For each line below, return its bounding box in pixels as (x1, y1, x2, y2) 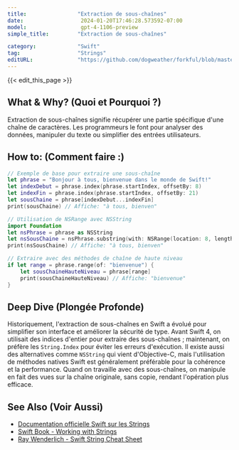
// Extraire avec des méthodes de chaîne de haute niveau (7, 255, 183, 262)
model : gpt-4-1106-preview (7, 23, 139, 31)
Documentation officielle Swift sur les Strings (17, 420, 150, 429)
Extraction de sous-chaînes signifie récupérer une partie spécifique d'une (7, 115, 224, 124)
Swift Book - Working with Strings (17, 427, 117, 436)
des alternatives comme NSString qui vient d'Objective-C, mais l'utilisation (7, 350, 225, 359)
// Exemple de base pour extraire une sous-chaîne (7, 170, 161, 177)
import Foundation (7, 222, 62, 230)
